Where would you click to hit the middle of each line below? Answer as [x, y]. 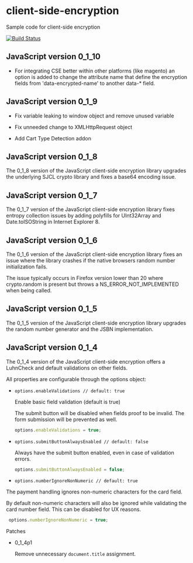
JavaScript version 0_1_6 [52, 240]
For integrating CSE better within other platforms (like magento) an [95, 71]
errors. [23, 459]
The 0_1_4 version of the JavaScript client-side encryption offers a [86, 361]
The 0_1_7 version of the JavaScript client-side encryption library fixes [91, 209]
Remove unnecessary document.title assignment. [75, 554]
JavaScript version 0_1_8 [52, 156]
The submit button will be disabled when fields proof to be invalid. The [99, 413]
